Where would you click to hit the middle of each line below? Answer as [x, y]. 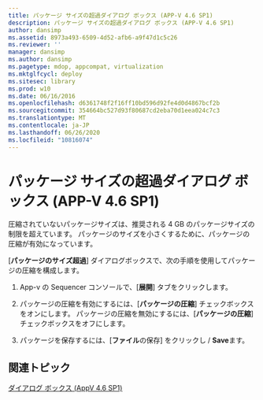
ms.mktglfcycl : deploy [45, 74]
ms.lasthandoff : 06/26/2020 [54, 132]
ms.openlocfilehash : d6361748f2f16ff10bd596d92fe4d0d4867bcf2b [114, 103]
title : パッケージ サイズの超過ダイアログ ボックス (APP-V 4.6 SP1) [111, 15]
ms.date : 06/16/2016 [42, 96]
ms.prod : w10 [30, 89]
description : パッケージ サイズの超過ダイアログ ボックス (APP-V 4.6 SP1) [121, 23]
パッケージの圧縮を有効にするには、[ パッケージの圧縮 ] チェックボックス [137, 304]
